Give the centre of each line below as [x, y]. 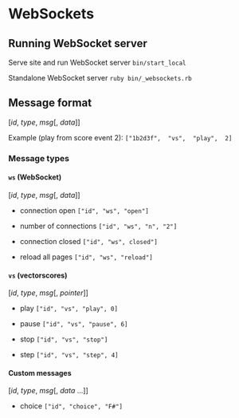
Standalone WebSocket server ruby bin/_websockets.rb [100, 78]
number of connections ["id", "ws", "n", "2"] [98, 226]
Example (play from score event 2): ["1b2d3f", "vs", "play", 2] [120, 137]
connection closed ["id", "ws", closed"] [88, 241]
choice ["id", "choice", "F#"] [71, 406]
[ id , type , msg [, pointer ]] [49, 293]
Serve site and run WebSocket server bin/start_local [97, 62]
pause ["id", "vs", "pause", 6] [74, 324]
